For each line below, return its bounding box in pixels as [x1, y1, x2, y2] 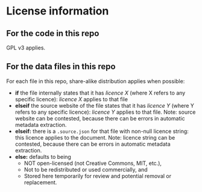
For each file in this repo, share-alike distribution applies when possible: [6, 77, 185, 85]
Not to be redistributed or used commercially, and [24, 166, 148, 173]
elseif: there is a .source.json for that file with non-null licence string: [14, 128, 189, 135]
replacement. [24, 179, 57, 186]
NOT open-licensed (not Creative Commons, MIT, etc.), [24, 159, 162, 167]
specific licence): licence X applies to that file [14, 95, 128, 103]
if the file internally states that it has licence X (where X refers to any [14, 89, 186, 96]
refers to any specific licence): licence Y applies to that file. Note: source [14, 108, 196, 116]
